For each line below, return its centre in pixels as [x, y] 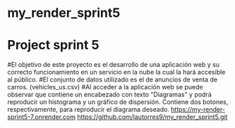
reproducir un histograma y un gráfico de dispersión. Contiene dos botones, [118, 102]
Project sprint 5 [53, 45]
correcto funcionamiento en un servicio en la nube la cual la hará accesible [116, 72]
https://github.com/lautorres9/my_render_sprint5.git [152, 117]
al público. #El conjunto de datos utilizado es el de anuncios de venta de [112, 79]
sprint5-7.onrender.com [42, 117]
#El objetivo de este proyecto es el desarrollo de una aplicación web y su [114, 65]
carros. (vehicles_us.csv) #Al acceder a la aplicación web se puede [105, 87]
